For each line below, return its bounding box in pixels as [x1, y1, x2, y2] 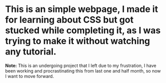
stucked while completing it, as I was [5, 25, 161, 36]
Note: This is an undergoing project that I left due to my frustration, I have [5, 62, 157, 68]
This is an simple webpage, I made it [5, 3, 159, 15]
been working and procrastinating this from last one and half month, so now [5, 67, 161, 73]
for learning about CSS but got [5, 14, 134, 25]
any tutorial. [5, 46, 56, 57]
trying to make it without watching [5, 35, 151, 47]
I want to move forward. [5, 73, 54, 79]
